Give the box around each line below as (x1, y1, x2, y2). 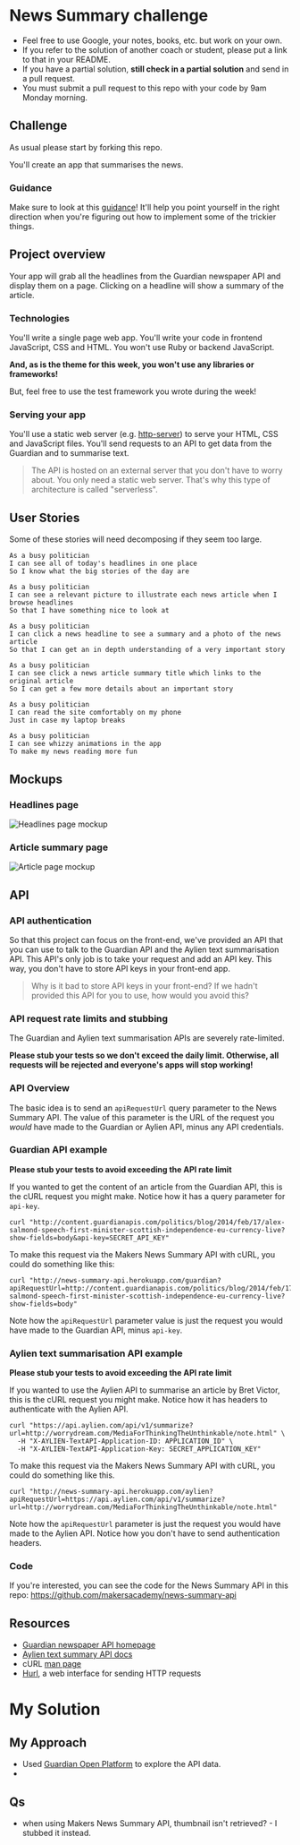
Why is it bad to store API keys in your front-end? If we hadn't (30, 980, 258, 991)
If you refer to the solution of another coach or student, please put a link (21, 44, 287, 55)
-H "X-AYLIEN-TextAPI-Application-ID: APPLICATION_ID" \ (17, 1437, 234, 1446)
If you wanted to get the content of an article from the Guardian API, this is (9, 1181, 283, 1192)
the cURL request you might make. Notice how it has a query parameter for (9, 1190, 286, 1201)
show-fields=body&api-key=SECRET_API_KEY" (9, 1233, 170, 1242)
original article (9, 677, 74, 686)
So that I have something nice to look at (9, 606, 170, 615)
